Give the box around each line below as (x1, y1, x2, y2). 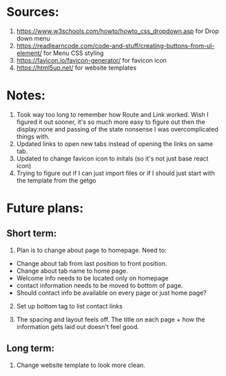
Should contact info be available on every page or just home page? (16, 289, 207, 297)
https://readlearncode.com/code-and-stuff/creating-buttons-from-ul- (16, 41, 215, 50)
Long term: (6, 342, 54, 355)
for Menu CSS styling (43, 49, 104, 57)
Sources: (6, 4, 59, 20)
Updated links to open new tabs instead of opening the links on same (16, 139, 214, 148)
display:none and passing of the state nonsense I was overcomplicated (16, 125, 218, 133)
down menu (16, 34, 51, 42)
